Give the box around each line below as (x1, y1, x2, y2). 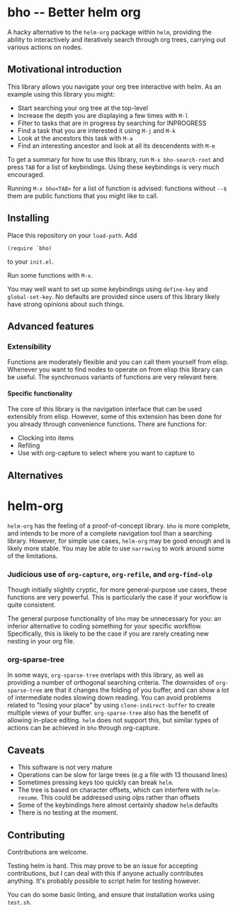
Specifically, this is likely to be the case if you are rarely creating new (7, 629, 209, 638)
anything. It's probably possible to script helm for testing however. (7, 876, 200, 885)
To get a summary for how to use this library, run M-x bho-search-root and (7, 155, 225, 163)
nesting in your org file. (7, 637, 75, 646)
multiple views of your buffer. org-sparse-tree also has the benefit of (7, 708, 209, 717)
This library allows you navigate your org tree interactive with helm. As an (7, 82, 222, 91)
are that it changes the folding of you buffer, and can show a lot (43, 686, 229, 695)
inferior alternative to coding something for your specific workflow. (7, 622, 203, 631)
